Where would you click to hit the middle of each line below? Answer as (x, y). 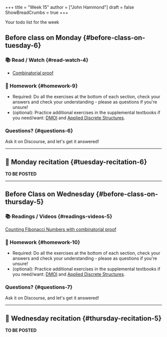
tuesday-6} (23, 46)
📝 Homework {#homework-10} (43, 242)
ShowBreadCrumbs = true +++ (37, 12)
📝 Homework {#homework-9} (42, 86)
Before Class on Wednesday (50, 194)
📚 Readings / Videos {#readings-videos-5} (59, 216)
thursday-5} (24, 202)
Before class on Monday (43, 38)
